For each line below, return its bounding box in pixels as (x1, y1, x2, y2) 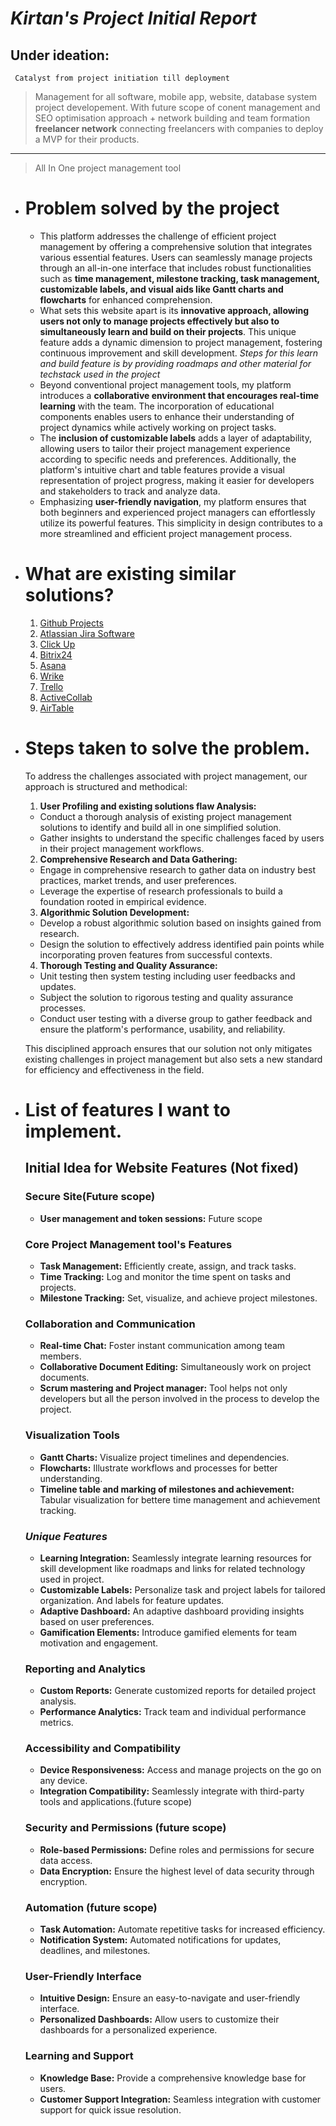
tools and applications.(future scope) (39, 1796, 193, 1808)
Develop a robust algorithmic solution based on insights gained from (39, 917, 322, 929)
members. (39, 1350, 82, 1362)
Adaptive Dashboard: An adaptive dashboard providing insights (39, 1605, 305, 1617)
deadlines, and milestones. (39, 1945, 151, 1957)
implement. (24, 1120, 123, 1142)
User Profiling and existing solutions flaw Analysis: (39, 800, 257, 812)
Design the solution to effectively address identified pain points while (39, 938, 325, 950)
